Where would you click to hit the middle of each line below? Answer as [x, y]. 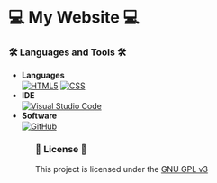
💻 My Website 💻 [74, 18]
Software [39, 115]
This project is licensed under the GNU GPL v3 [122, 169]
